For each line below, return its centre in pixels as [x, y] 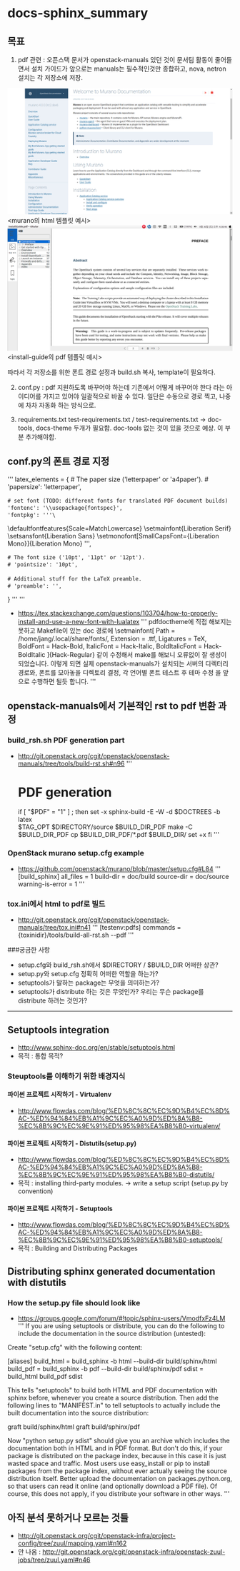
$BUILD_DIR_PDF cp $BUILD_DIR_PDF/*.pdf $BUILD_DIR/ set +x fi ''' [119, 835]
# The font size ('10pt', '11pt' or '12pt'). [76, 557]
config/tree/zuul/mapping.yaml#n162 [72, 1543]
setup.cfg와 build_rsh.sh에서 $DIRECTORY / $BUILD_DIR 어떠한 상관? [118, 965]
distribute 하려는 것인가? [52, 1000]
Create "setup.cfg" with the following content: [75, 1347]
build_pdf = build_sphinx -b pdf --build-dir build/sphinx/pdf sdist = [106, 1369]
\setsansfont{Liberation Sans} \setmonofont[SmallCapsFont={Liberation [113, 536]
